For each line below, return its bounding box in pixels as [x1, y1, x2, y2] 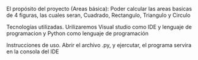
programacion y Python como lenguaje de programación [6, 30, 148, 37]
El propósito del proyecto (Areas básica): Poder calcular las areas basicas [6, 5, 193, 12]
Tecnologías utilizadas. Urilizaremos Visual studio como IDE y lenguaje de [6, 24, 193, 30]
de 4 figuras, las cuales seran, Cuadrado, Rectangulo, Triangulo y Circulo [6, 12, 191, 19]
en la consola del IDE [6, 48, 59, 55]
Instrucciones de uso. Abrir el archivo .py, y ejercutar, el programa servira [6, 42, 191, 48]
